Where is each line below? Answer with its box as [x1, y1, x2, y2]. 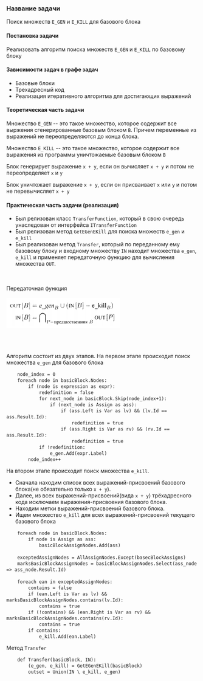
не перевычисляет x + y [6, 187, 70, 195]
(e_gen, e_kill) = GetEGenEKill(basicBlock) [28, 663, 143, 669]
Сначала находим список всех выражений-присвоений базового [15, 479, 185, 486]
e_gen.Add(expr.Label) [49, 450, 108, 457]
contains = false [28, 585, 72, 591]
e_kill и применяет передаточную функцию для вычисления [15, 254, 175, 261]
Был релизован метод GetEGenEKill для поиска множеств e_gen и [15, 228, 185, 235]
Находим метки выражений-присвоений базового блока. [15, 505, 165, 512]
